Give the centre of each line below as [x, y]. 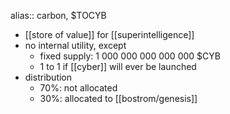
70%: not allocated [78, 88]
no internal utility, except [75, 45]
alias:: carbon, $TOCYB [58, 15]
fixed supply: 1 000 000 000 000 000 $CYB [130, 56]
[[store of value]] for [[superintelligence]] [109, 34]
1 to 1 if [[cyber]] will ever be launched [118, 66]
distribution [48, 77]
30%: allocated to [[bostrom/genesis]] [118, 98]
